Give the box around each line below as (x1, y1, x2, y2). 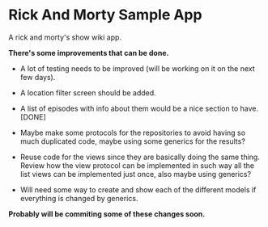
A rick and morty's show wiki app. (8, 32, 122, 42)
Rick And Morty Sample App (8, 6, 202, 24)
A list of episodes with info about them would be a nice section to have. (19, 103, 259, 113)
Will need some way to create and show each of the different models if (19, 184, 257, 195)
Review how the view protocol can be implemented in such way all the (19, 160, 255, 170)
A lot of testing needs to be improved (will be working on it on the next (19, 63, 255, 74)
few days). (19, 72, 56, 82)
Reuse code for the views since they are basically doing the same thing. (19, 152, 261, 162)
